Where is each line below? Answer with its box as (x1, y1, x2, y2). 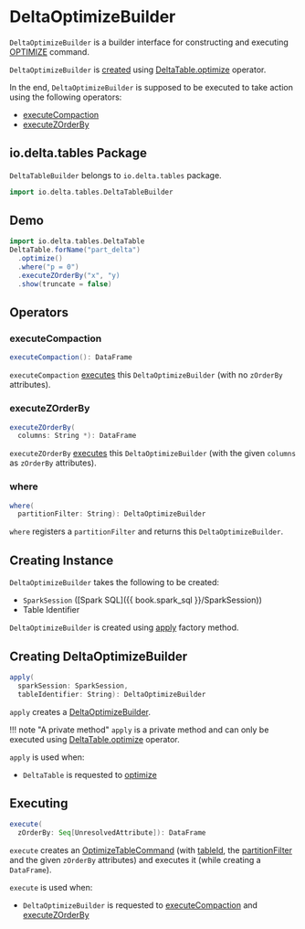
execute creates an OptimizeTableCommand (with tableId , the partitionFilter (9, 845, 293, 856)
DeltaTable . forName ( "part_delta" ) (9, 245, 142, 255)
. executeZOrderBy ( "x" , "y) (17, 271, 121, 280)
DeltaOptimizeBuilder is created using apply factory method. (9, 622, 239, 633)
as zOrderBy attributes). (9, 457, 98, 468)
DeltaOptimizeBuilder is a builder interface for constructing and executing (9, 37, 289, 48)
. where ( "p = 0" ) (17, 262, 79, 272)
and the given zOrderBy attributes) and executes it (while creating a (9, 855, 262, 866)
